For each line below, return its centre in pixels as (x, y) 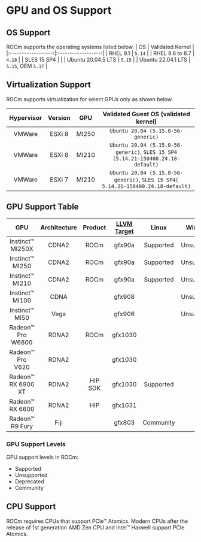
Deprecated (30, 481)
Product (95, 227)
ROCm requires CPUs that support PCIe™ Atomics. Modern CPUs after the (97, 521)
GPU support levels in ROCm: (42, 457)
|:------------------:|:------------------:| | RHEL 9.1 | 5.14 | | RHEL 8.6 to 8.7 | (100, 53)
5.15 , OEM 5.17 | (27, 66)
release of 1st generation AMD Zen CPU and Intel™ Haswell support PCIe (95, 527)
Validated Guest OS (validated (146, 114)
